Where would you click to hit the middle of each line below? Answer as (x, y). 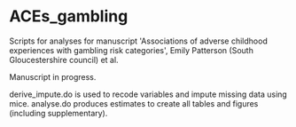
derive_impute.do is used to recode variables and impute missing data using (148, 94)
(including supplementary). (58, 113)
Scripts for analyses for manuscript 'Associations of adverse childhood (138, 41)
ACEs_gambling (69, 16)
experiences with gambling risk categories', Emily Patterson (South (132, 50)
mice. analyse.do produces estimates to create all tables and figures (134, 103)
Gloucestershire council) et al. (64, 60)
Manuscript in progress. (53, 76)
